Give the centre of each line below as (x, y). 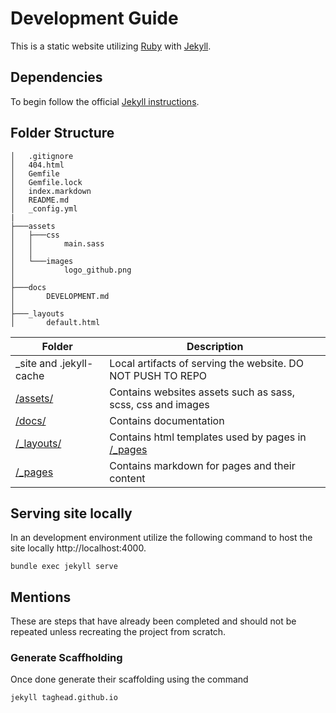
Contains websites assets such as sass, (202, 392)
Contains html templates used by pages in (208, 437)
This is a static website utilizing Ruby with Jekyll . (111, 46)
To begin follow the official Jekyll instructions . (105, 101)
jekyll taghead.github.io (64, 698)
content (127, 478)
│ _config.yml (44, 208)
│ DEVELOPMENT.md (60, 296)
